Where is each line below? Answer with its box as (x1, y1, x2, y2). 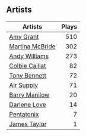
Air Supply (9, 81, 39, 89)
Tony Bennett (9, 71, 46, 79)
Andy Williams (9, 52, 49, 60)
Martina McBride (9, 42, 56, 50)
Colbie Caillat (9, 61, 46, 70)
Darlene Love (9, 100, 46, 109)
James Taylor (9, 119, 47, 128)
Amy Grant (9, 32, 39, 41)
